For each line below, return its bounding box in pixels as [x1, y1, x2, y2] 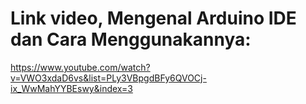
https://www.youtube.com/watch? [10, 61, 151, 73]
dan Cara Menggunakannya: [10, 28, 252, 51]
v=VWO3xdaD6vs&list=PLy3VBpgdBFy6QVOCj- [10, 72, 207, 84]
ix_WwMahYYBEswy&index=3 [10, 82, 133, 94]
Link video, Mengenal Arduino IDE [10, 7, 297, 30]
